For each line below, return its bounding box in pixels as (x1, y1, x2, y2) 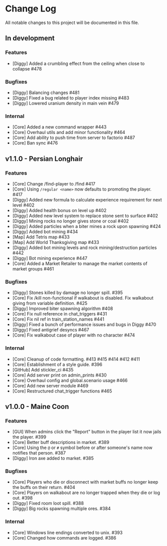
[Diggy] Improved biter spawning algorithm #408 (12, 305, 113, 311)
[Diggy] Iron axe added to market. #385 (12, 455, 94, 461)
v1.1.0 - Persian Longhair (5, 154, 83, 163)
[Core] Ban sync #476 (12, 140, 58, 146)
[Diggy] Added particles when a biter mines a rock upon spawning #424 (12, 223, 161, 229)
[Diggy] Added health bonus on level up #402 (12, 207, 107, 213)
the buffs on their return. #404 (12, 484, 76, 490)
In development (5, 34, 55, 42)
